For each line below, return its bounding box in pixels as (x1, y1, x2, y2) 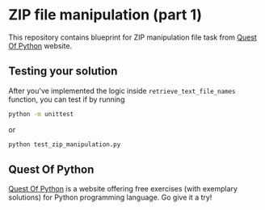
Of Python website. (8, 40, 73, 50)
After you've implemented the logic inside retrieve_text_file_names (8, 86, 236, 95)
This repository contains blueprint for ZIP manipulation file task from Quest (8, 32, 257, 42)
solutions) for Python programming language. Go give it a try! (8, 192, 212, 203)
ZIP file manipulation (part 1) (8, 6, 203, 24)
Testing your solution (8, 65, 118, 78)
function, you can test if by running (8, 94, 125, 104)
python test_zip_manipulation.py (8, 140, 121, 149)
